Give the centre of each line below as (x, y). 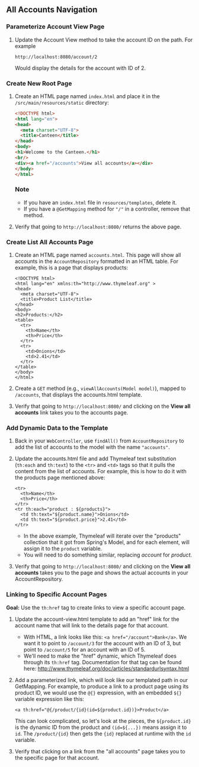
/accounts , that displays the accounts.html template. (78, 395)
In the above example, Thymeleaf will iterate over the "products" (102, 536)
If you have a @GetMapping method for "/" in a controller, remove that (107, 209)
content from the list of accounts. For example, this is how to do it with (100, 471)
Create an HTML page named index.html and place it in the (87, 96)
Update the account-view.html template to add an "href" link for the (97, 619)
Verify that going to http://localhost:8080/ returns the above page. (98, 227)
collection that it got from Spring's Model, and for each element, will (106, 542)
